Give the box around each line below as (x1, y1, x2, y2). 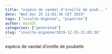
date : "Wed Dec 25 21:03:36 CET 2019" (5, 12, 85, 17)
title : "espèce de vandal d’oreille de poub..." (5, 7, 108, 12)
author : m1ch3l (5, 21, 37, 26)
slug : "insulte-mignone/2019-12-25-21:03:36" (5, 30, 101, 35)
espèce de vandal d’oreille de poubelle (5, 44, 84, 49)
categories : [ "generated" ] (5, 26, 61, 30)
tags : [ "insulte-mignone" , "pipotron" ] (5, 16, 88, 21)
